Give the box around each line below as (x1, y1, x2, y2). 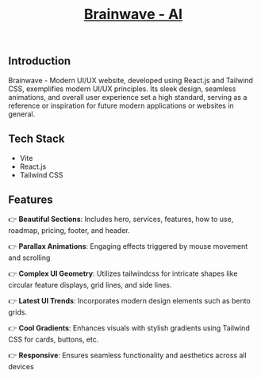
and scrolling (8, 253, 51, 262)
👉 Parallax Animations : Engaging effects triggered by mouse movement (8, 242, 248, 251)
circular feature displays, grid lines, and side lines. (8, 281, 172, 290)
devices (8, 362, 34, 372)
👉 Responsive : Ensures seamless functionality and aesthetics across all (8, 350, 248, 361)
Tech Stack (8, 132, 65, 146)
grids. (8, 307, 28, 317)
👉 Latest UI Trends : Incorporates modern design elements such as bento (8, 296, 251, 306)
